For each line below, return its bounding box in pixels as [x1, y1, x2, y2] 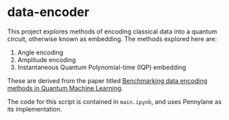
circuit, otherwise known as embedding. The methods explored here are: [7, 34, 217, 43]
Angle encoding [17, 48, 64, 57]
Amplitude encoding [17, 55, 76, 63]
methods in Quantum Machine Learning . [7, 84, 124, 92]
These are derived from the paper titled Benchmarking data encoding [7, 76, 208, 84]
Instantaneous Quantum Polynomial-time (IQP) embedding [17, 63, 187, 71]
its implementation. [7, 105, 62, 113]
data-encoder [7, 4, 90, 20]
